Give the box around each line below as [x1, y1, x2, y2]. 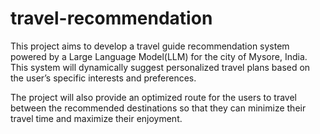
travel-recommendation [10, 7, 213, 30]
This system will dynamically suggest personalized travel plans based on [10, 61, 311, 73]
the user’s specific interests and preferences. [10, 72, 197, 84]
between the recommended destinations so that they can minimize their [10, 102, 307, 114]
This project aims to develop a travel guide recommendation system [10, 40, 290, 52]
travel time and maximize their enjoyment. [10, 112, 183, 124]
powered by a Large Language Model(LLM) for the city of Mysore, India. [10, 50, 308, 62]
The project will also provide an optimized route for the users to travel [10, 91, 297, 103]
